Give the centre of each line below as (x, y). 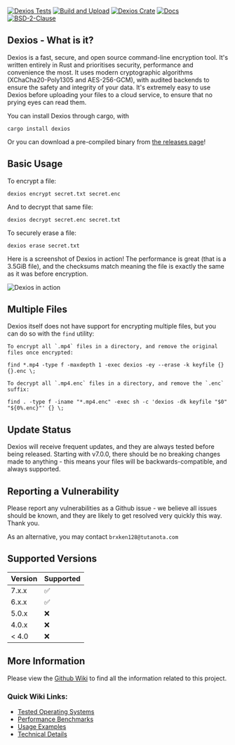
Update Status (39, 429)
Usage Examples (42, 726)
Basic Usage (35, 164)
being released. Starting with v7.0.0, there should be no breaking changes (114, 454)
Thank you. (23, 523)
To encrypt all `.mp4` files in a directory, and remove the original (113, 347)
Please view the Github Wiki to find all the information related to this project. (117, 678)
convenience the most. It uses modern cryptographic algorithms (100, 72)
